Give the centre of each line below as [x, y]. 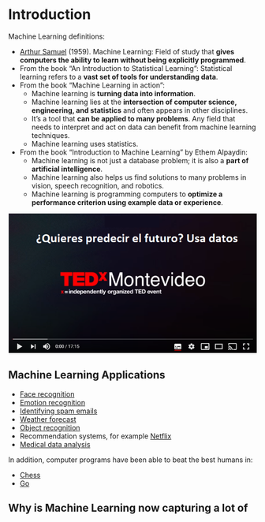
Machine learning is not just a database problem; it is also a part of [140, 160]
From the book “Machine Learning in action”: [92, 85]
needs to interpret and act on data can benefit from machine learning [144, 127]
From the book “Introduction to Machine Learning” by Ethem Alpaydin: [134, 152]
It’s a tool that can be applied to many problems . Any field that [133, 118]
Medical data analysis [55, 444]
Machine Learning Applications [87, 375]
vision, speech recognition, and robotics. [97, 185]
